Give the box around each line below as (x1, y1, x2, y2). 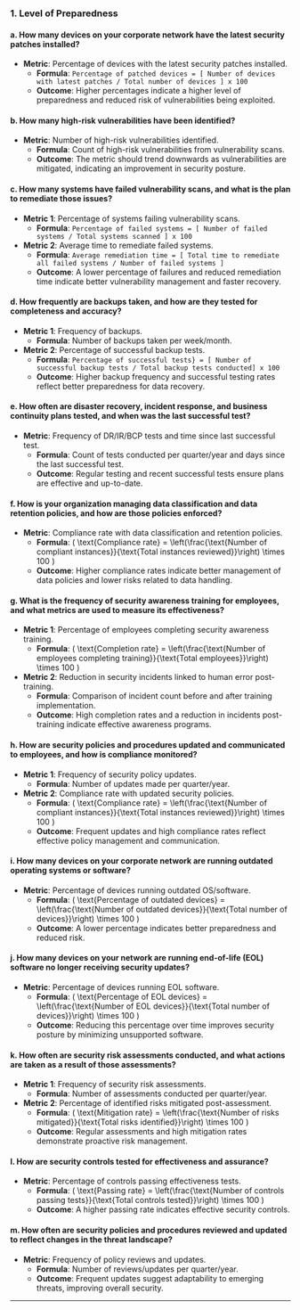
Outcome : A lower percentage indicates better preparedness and (36, 922, 277, 933)
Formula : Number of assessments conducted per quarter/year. (36, 1088, 268, 1099)
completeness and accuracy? (10, 306, 123, 316)
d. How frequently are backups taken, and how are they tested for (10, 297, 258, 307)
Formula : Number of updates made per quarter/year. (36, 778, 231, 789)
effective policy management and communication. (36, 835, 221, 846)
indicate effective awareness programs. (66, 719, 212, 730)
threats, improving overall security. (36, 1282, 164, 1293)
